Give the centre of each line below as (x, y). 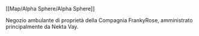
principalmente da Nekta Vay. (42, 27)
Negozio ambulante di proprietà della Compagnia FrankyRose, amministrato (99, 20)
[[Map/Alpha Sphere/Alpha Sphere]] (50, 9)
